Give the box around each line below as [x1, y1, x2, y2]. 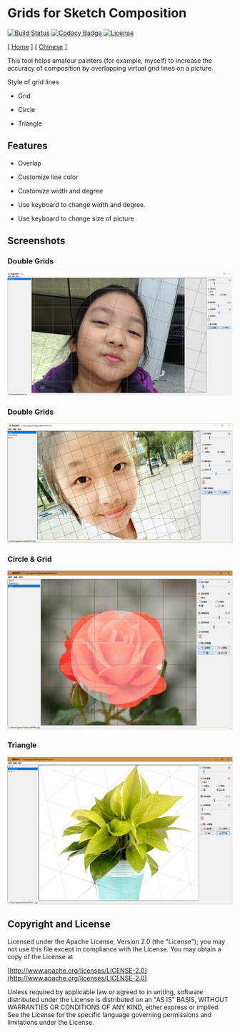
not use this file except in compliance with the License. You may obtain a [7, 944, 221, 953]
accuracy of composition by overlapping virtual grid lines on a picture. [7, 64, 214, 72]
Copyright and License [7, 919, 111, 931]
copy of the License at [7, 952, 74, 961]
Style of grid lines [7, 77, 59, 86]
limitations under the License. [7, 1018, 94, 1026]
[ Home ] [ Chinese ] [7, 42, 68, 51]
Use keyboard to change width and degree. [17, 200, 146, 208]
